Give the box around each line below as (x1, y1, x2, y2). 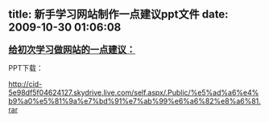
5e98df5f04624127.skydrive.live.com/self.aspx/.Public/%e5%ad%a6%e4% (8, 87, 259, 97)
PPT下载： (8, 63, 43, 72)
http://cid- (8, 79, 43, 88)
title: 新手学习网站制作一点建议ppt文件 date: (8, 7, 229, 22)
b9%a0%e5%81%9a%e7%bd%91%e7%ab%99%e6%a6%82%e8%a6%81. (8, 96, 262, 106)
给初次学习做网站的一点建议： (8, 43, 135, 55)
